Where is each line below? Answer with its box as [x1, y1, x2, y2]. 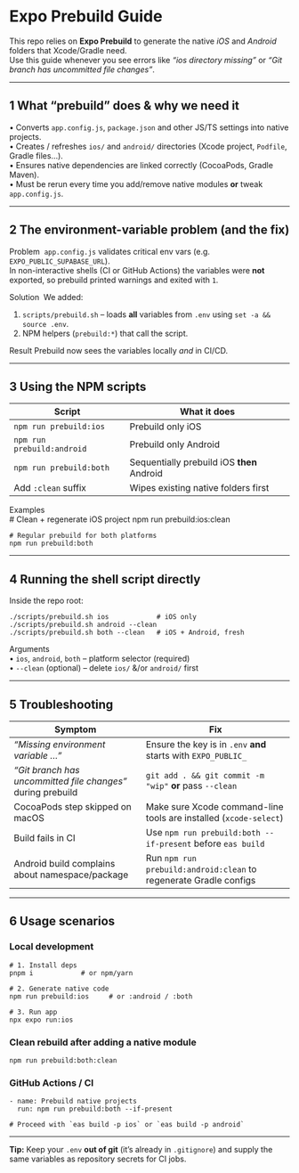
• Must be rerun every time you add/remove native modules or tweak [9, 178, 263, 189]
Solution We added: [9, 291, 84, 302]
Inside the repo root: [9, 595, 84, 607]
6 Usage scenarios [9, 914, 116, 929]
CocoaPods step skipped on [13, 801, 132, 812]
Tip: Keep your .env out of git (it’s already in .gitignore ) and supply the [9, 1144, 273, 1155]
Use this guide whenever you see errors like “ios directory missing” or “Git [9, 54, 283, 65]
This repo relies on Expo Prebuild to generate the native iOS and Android [9, 36, 278, 46]
